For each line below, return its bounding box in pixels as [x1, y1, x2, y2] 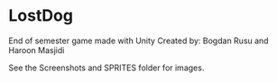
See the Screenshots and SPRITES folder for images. [8, 62, 205, 73]
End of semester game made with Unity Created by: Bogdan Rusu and [8, 35, 269, 46]
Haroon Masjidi [8, 44, 65, 55]
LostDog [8, 5, 74, 26]
